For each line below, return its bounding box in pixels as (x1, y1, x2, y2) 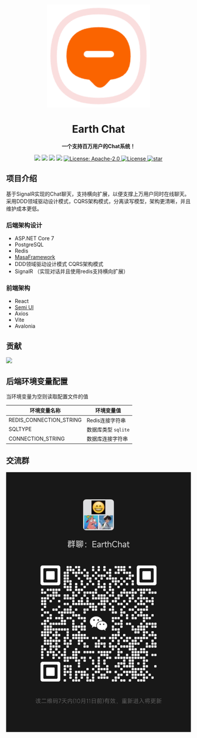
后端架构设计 (6, 221, 43, 229)
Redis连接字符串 (86, 416, 126, 424)
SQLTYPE (8, 426, 32, 433)
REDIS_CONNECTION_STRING (8, 416, 82, 424)
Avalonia (14, 322, 36, 330)
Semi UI (14, 304, 34, 311)
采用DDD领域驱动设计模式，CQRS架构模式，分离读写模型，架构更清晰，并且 (6, 197, 191, 204)
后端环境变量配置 (6, 376, 68, 386)
